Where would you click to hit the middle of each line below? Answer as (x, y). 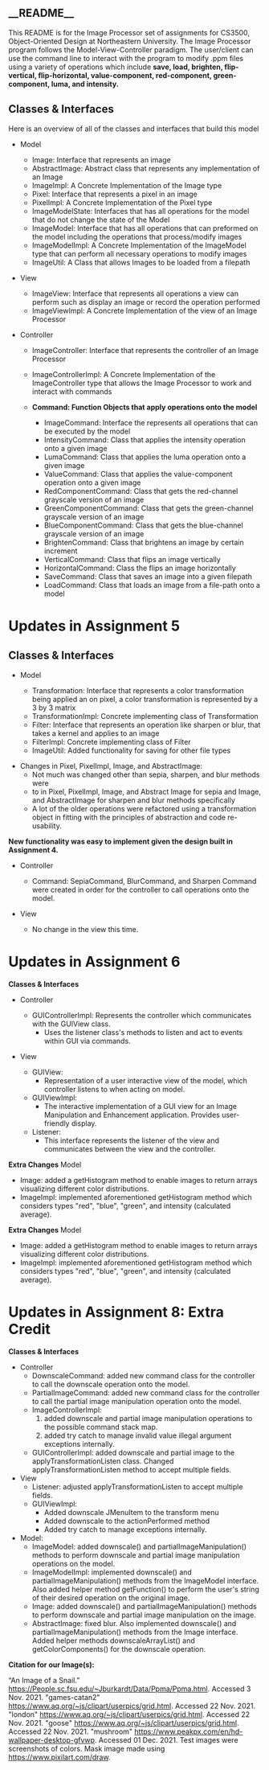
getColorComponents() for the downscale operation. (119, 1649)
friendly (57, 1123)
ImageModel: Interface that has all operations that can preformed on (145, 228)
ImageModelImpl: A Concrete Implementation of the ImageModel (139, 245)
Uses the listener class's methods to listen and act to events (143, 1032)
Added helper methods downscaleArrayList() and (113, 1641)
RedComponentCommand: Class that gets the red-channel (141, 491)
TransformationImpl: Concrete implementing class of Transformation (145, 716)
